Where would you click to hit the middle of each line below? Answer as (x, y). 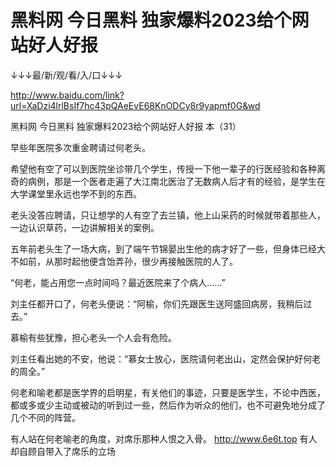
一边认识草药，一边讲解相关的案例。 (85, 227)
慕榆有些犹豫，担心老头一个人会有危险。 (93, 337)
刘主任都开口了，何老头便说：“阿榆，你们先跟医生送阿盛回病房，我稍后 (157, 303)
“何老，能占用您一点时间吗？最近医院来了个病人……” (118, 282)
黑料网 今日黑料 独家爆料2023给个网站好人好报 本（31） (126, 126)
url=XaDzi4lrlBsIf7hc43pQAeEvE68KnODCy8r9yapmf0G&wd (135, 105)
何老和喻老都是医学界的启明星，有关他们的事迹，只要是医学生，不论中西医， (168, 392)
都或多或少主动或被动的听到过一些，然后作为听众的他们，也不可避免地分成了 (168, 405)
